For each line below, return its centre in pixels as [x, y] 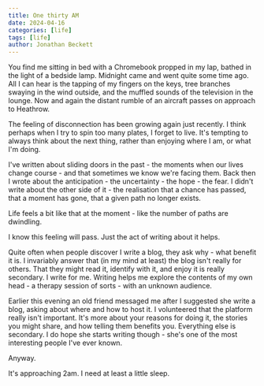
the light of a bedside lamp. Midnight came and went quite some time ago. [129, 76]
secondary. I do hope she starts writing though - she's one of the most [123, 335]
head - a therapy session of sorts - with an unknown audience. [110, 286]
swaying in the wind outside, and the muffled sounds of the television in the [131, 92]
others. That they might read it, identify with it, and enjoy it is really [116, 269]
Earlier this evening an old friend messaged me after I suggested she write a [132, 301]
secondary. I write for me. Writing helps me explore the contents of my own [131, 277]
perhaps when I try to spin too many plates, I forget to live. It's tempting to [128, 133]
